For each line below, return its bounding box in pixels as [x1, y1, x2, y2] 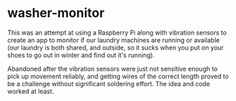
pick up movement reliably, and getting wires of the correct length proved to [7, 72, 230, 81]
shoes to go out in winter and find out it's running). [7, 51, 155, 59]
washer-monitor [7, 5, 105, 21]
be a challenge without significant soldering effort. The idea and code [7, 79, 211, 88]
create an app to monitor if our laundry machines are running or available [7, 35, 220, 44]
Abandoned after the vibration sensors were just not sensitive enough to [7, 64, 218, 73]
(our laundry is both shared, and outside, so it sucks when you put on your [7, 43, 224, 52]
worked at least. [7, 87, 54, 95]
